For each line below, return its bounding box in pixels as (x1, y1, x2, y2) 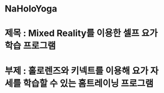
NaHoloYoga (5, 3, 58, 15)
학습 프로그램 (5, 40, 56, 52)
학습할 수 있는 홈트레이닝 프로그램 (23, 77, 154, 89)
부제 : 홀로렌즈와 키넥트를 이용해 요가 (5, 65, 148, 76)
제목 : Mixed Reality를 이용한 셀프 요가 (5, 28, 158, 39)
